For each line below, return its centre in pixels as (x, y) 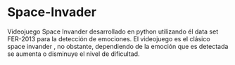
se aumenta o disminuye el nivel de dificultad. (74, 54)
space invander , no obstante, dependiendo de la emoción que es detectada (118, 46)
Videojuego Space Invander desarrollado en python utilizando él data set (113, 31)
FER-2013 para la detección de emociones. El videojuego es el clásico (109, 38)
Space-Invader (52, 12)
